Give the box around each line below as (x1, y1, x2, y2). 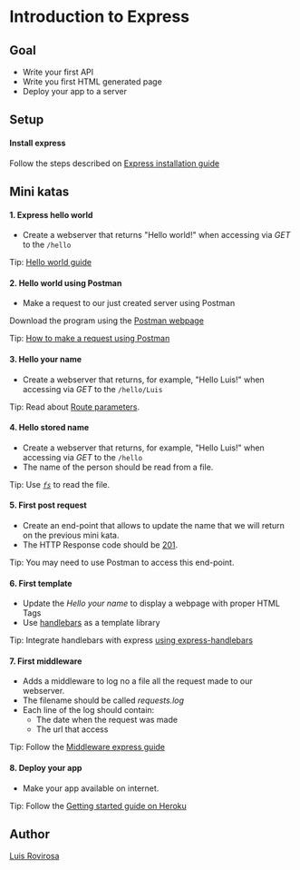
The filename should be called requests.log (22, 695, 184, 706)
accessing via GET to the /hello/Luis (22, 383, 163, 394)
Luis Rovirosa (9, 851, 60, 862)
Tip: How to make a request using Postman (9, 333, 170, 344)
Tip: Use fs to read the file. (9, 479, 111, 489)
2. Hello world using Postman (9, 277, 122, 288)
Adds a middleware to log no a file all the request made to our (22, 676, 254, 687)
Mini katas (9, 183, 70, 199)
